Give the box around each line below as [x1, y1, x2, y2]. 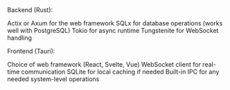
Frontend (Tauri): [7, 47, 55, 55]
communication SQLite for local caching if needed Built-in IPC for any [21, 68, 220, 76]
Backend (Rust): [7, 6, 53, 14]
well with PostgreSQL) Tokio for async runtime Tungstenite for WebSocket [7, 27, 219, 34]
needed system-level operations [7, 75, 100, 83]
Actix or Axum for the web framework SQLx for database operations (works [7, 19, 223, 27]
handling [7, 34, 33, 42]
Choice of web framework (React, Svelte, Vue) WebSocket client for [7, 60, 201, 68]
